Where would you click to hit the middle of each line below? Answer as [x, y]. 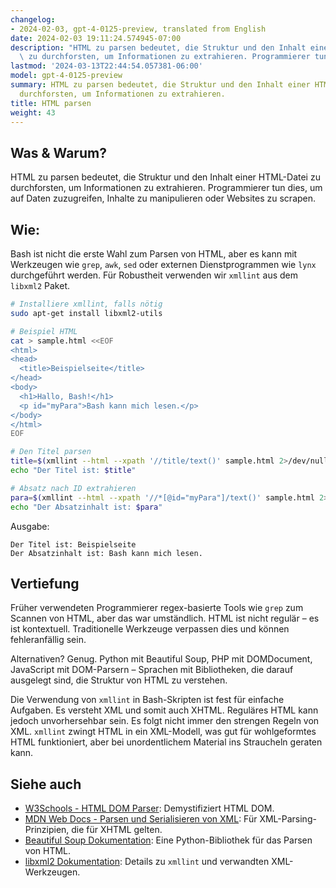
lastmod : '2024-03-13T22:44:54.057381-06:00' [106, 66]
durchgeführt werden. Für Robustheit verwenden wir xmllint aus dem [154, 275]
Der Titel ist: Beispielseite [73, 544]
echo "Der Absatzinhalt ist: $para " [86, 507]
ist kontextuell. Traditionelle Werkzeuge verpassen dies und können [150, 629]
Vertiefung [45, 583]
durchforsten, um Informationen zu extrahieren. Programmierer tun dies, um [166, 188]
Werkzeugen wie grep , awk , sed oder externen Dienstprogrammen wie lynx [163, 264]
